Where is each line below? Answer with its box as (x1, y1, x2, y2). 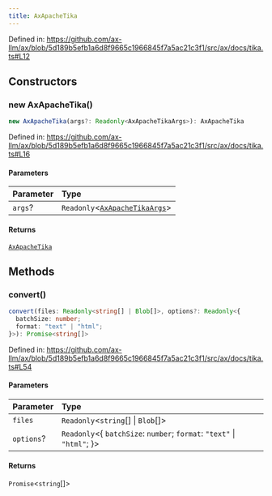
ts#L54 (8, 361, 32, 371)
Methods (8, 264, 55, 278)
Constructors (8, 75, 78, 89)
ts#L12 (8, 51, 31, 61)
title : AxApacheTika (8, 11, 79, 20)
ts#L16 (8, 149, 31, 159)
